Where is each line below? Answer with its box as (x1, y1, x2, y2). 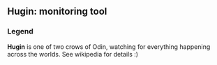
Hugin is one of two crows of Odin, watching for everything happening (7, 42, 211, 51)
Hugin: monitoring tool (7, 6, 107, 17)
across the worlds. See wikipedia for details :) (7, 50, 138, 58)
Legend (7, 27, 33, 36)
